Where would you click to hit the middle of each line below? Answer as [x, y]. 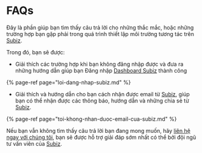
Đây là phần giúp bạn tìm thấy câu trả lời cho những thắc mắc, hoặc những [100, 27]
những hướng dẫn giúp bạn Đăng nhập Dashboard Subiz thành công [101, 70]
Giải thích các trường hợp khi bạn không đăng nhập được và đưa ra [99, 64]
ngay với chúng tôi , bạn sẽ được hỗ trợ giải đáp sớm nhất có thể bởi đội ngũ [101, 137]
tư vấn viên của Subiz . [34, 143]
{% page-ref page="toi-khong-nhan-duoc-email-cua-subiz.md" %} [92, 119]
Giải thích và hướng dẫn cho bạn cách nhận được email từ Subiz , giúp [103, 94]
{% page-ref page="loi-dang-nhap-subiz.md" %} [69, 82]
